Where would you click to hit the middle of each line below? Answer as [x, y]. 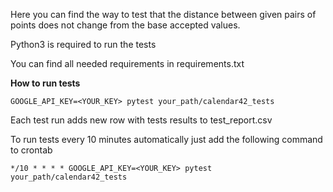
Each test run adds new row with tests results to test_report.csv [141, 120]
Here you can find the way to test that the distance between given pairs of [163, 14]
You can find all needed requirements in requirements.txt [127, 63]
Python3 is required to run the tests [83, 44]
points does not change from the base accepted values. [125, 25]
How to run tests [45, 83]
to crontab [31, 150]
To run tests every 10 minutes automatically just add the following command [166, 139]
